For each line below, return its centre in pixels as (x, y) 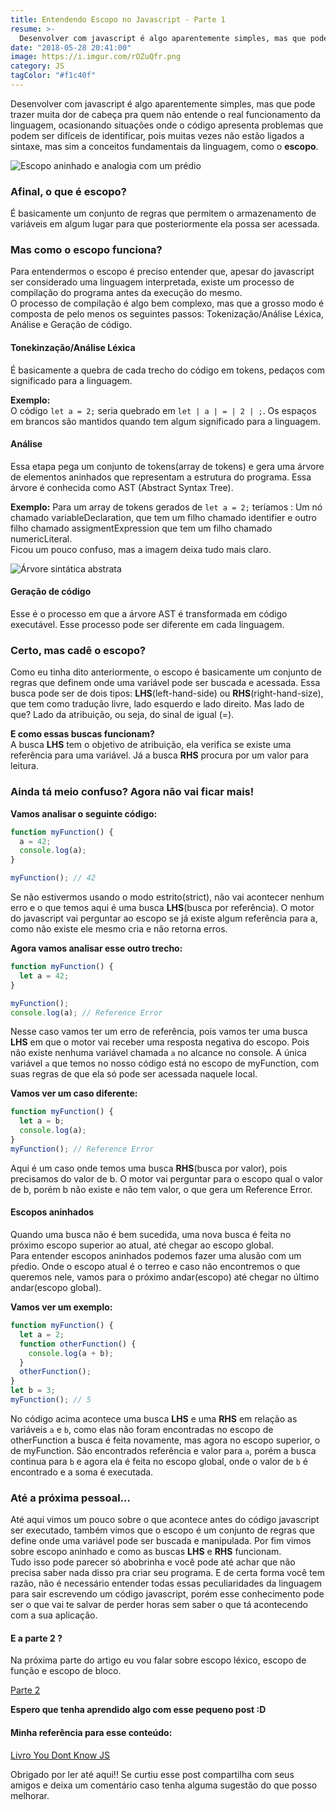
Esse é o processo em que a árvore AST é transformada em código (149, 614)
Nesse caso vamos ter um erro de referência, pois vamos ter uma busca (159, 1032)
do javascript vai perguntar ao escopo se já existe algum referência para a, (164, 918)
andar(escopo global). (56, 1287)
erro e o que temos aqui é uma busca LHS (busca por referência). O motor (162, 908)
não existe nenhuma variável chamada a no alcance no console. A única (158, 1053)
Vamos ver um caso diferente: (74, 1093)
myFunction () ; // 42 (53, 878)
